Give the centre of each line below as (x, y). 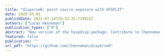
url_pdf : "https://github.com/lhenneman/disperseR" (59, 46)
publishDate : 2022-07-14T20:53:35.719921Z (49, 19)
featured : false (22, 37)
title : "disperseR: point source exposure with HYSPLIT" (65, 9)
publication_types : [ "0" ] (31, 28)
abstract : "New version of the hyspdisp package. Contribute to (72, 32)
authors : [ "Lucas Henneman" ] (35, 23)
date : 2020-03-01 (23, 14)
